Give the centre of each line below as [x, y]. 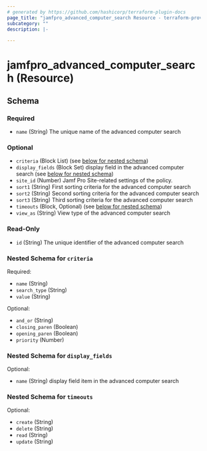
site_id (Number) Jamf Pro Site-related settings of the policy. [94, 180]
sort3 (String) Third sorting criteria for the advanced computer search [104, 200]
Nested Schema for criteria [50, 258]
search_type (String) [41, 290]
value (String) [33, 296]
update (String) [35, 442]
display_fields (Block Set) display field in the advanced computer [100, 168]
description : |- [28, 29]
